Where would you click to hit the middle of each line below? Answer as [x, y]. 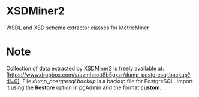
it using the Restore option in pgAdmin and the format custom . [84, 87]
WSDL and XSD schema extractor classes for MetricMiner [78, 28]
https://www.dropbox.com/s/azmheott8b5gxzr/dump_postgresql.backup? [99, 75]
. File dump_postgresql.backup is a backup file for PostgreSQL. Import [106, 81]
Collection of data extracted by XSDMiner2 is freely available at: [85, 68]
